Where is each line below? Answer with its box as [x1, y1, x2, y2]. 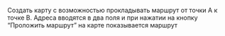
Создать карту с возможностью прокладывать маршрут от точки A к [7, 6, 218, 14]
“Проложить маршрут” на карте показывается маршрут [7, 21, 178, 29]
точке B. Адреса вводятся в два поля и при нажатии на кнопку [7, 13, 198, 22]
